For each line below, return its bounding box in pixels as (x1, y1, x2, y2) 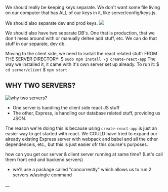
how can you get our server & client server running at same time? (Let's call (5, 151, 163, 157)
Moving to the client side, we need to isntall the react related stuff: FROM (5, 51, 158, 56)
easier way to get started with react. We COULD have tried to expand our (5, 130, 158, 136)
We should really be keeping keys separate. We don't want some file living (5, 5, 160, 10)
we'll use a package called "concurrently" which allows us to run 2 (12, 166, 152, 172)
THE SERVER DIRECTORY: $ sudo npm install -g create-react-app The (5, 56, 156, 62)
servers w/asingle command (12, 172, 72, 178)
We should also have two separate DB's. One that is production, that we (5, 30, 155, 36)
